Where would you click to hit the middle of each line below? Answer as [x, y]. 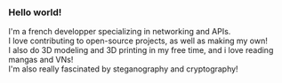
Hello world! [35, 12]
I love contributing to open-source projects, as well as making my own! [138, 41]
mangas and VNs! [41, 60]
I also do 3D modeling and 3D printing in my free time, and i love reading [141, 50]
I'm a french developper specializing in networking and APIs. [120, 32]
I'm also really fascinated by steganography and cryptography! [123, 69]
